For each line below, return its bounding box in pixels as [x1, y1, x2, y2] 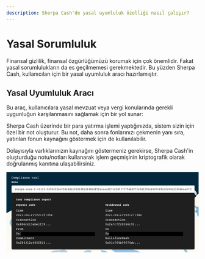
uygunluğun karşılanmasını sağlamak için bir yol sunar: [6, 111, 143, 118]
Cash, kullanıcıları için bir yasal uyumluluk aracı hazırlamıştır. [6, 70, 159, 78]
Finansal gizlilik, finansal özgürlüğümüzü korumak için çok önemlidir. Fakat [6, 57, 194, 64]
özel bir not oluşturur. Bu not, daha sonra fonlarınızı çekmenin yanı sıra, [6, 129, 185, 136]
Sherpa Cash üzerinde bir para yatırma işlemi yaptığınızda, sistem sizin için [6, 122, 195, 129]
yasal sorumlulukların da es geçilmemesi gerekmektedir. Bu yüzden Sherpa [6, 64, 195, 71]
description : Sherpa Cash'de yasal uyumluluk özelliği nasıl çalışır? [6, 10, 190, 16]
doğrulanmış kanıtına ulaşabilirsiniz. [6, 160, 96, 167]
